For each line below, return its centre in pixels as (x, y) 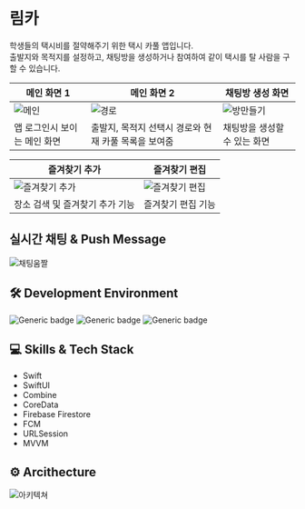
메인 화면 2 (152, 93)
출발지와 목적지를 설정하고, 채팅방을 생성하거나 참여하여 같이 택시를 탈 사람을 (145, 56)
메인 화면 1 (48, 93)
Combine (39, 395)
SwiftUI (36, 385)
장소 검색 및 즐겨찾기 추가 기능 (74, 204)
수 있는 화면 (246, 141)
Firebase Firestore (56, 414)
